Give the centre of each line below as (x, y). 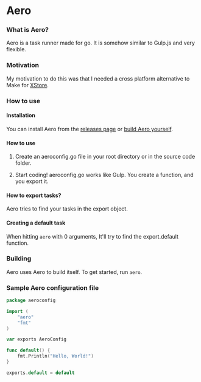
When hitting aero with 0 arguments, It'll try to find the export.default (92, 236)
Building (19, 259)
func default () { (28, 351)
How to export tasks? (34, 195)
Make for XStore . (27, 85)
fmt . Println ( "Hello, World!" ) (56, 356)
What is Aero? (28, 30)
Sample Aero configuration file (53, 287)
